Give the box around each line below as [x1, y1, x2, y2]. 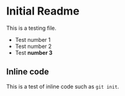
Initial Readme [6, 4, 80, 18]
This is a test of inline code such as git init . [6, 83, 120, 90]
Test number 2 [15, 43, 52, 50]
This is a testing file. [6, 24, 56, 32]
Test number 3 [15, 49, 53, 56]
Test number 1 [15, 36, 51, 43]
